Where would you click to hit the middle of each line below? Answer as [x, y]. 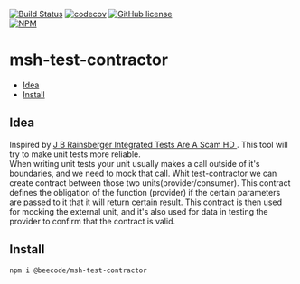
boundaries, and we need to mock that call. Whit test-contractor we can [143, 173]
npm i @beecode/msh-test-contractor [78, 270]
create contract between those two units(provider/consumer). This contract [150, 183]
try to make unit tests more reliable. [75, 154]
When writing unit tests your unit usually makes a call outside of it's [135, 163]
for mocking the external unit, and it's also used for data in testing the [139, 211]
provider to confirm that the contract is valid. [93, 221]
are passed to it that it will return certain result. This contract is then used [146, 202]
